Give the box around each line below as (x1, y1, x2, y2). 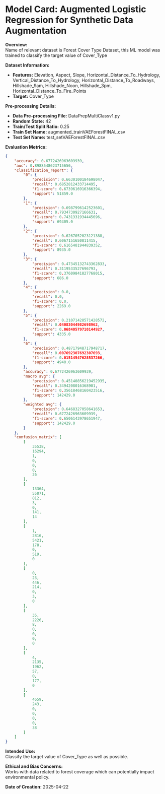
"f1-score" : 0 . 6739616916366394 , (32, 186, 102, 192)
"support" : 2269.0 (32, 303, 71, 308)
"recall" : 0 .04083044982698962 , (32, 322, 100, 327)
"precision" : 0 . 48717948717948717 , (32, 346, 107, 351)
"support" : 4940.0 (32, 360, 71, 365)
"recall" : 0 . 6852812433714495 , (32, 182, 98, 187)
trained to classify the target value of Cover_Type (5, 52, 107, 58)
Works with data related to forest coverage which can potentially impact (5, 769, 154, 775)
